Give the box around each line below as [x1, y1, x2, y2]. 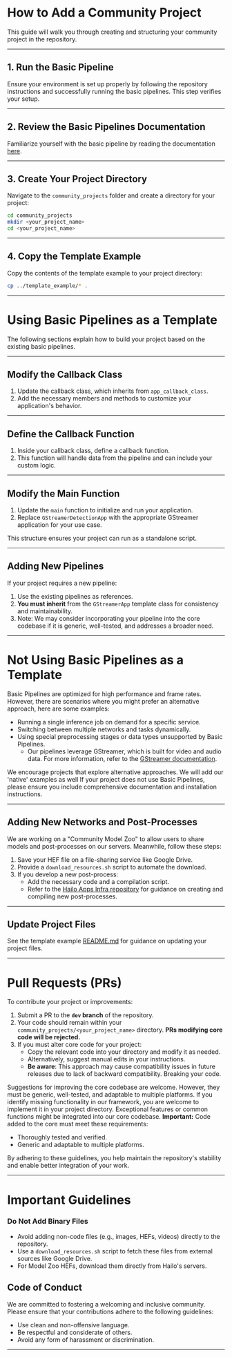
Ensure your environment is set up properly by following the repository [7, 79, 209, 88]
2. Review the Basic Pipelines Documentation [7, 121, 206, 133]
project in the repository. [7, 35, 77, 43]
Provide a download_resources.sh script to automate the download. [17, 863, 207, 871]
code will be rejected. [17, 1033, 81, 1041]
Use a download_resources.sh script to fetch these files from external [17, 1247, 213, 1255]
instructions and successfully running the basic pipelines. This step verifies [7, 87, 222, 95]
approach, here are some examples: [7, 704, 110, 713]
